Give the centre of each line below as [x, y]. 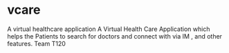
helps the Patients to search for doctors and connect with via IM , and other [115, 36]
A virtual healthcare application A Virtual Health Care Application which [109, 29]
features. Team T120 [36, 43]
